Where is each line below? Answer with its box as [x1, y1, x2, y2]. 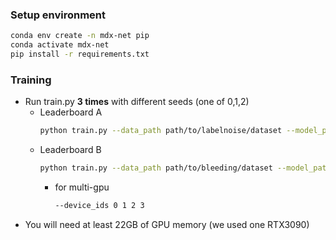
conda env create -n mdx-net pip [10, 31, 150, 41]
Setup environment [10, 8, 107, 22]
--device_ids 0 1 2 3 [54, 200, 145, 210]
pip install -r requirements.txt [10, 49, 150, 60]
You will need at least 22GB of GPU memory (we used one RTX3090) [24, 218, 310, 230]
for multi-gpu [54, 181, 110, 193]
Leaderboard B [39, 144, 102, 156]
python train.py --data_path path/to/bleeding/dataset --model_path [39, 163, 332, 173]
